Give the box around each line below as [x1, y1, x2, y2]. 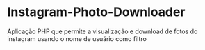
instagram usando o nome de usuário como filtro [7, 34, 147, 42]
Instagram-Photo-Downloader [7, 4, 186, 20]
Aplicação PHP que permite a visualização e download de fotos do [7, 27, 198, 35]
